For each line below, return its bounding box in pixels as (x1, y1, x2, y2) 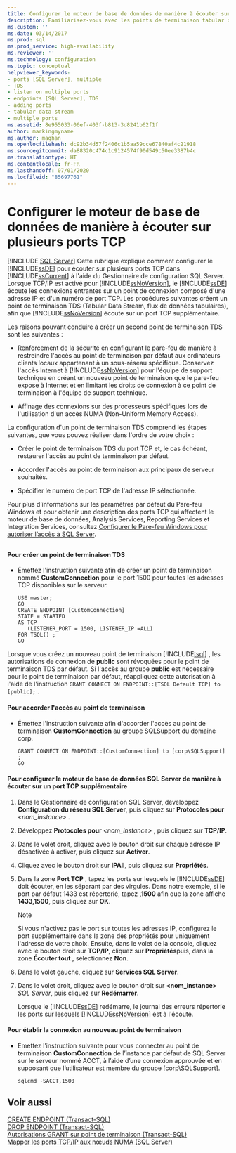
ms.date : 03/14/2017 (7, 30, 68, 37)
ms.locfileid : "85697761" (7, 174, 83, 181)
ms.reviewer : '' (7, 50, 55, 57)
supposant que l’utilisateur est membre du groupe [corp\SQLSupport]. (17, 1064, 221, 1072)
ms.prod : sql (7, 37, 46, 44)
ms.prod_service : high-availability (7, 43, 114, 50)
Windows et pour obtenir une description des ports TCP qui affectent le (7, 507, 214, 516)
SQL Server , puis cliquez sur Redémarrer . (17, 989, 139, 997)
